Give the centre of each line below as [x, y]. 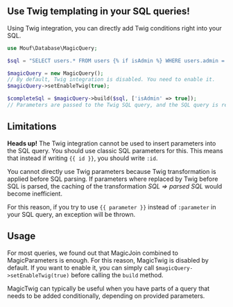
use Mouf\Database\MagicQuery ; [52, 48]
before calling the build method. [118, 275]
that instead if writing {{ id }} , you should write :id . [83, 158]
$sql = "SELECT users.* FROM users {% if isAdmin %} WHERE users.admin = [116, 61]
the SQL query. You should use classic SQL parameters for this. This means [115, 150]
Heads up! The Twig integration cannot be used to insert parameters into [112, 143]
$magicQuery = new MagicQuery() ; [55, 73]
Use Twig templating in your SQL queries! [98, 11]
